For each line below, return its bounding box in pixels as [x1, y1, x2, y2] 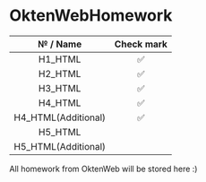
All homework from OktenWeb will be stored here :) [9, 163, 198, 174]
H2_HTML [39, 67, 82, 80]
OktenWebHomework [9, 5, 173, 26]
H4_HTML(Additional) [13, 111, 106, 124]
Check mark [114, 38, 168, 50]
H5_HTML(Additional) [13, 140, 106, 152]
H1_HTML [39, 53, 82, 65]
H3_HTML [39, 82, 82, 94]
